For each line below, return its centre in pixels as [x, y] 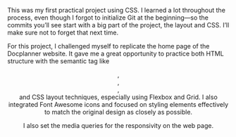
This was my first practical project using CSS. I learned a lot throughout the [116, 10]
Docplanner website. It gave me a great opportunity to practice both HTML [116, 53]
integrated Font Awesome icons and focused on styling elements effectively [118, 104]
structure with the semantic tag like [58, 61]
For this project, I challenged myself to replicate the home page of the [108, 46]
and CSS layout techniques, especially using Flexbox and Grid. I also [118, 97]
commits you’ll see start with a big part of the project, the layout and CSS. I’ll [118, 25]
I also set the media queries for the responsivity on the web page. [118, 125]
